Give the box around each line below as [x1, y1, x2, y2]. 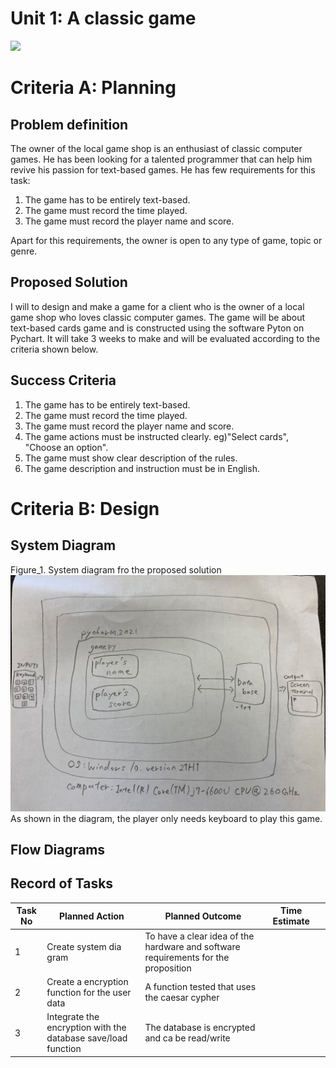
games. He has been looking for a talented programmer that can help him [10, 153, 313, 165]
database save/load [46, 1032, 128, 1044]
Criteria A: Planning [10, 77, 177, 99]
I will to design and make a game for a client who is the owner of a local [10, 300, 305, 312]
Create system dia [46, 940, 122, 952]
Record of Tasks [10, 875, 114, 892]
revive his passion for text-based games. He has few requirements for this [10, 163, 316, 176]
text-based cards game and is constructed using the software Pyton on [10, 322, 305, 334]
